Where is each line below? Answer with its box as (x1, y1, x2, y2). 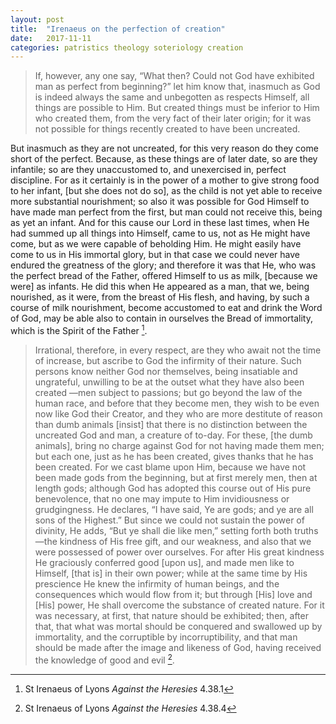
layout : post (10, 14, 65, 25)
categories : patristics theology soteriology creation (10, 42, 244, 53)
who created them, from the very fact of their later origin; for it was (34, 112, 312, 125)
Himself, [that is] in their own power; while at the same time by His (34, 567, 308, 579)
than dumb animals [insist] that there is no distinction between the (34, 418, 308, 430)
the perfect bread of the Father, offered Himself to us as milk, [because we (10, 270, 318, 282)
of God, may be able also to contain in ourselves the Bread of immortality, (10, 312, 313, 325)
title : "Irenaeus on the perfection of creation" (10, 24, 226, 34)
